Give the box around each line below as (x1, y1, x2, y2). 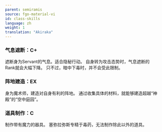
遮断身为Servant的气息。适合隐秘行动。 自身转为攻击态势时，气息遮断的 (5, 59, 150, 65)
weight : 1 (5, 25, 25, 30)
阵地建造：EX (5, 78, 37, 85)
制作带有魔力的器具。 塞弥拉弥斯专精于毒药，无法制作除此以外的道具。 (5, 121, 147, 127)
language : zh (5, 20, 32, 26)
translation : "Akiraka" (5, 30, 54, 35)
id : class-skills (5, 16, 40, 21)
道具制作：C (5, 110, 34, 116)
